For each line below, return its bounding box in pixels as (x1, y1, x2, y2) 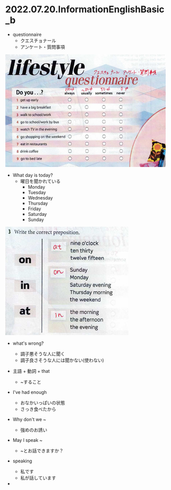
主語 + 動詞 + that (12, 368, 50, 374)
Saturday (27, 211, 47, 217)
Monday (27, 184, 45, 190)
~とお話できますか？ (20, 448, 64, 454)
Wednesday (27, 194, 53, 201)
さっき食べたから (20, 406, 56, 412)
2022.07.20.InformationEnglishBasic (5, 4, 164, 15)
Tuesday (27, 189, 46, 195)
